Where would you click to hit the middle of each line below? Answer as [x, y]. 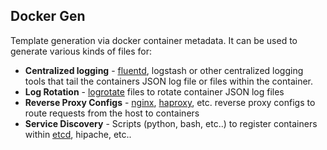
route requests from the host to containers [112, 113]
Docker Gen [48, 16]
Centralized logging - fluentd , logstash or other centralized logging [164, 70]
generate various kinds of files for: [81, 51]
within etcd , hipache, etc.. [78, 134]
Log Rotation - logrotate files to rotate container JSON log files [154, 91]
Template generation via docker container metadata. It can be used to [154, 40]
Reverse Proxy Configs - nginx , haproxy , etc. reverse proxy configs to [170, 102]
